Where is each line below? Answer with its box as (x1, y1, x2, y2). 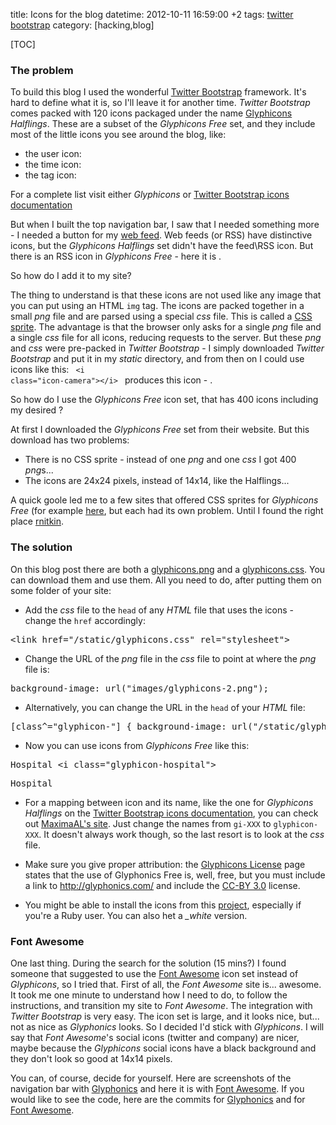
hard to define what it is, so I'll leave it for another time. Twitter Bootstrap (10, 97, 311, 109)
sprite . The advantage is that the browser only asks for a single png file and (10, 321, 322, 333)
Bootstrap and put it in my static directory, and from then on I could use (10, 353, 305, 365)
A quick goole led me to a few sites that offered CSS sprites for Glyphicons (10, 494, 319, 506)
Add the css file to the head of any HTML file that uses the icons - (24, 604, 295, 616)
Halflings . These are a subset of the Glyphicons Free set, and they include (10, 118, 316, 130)
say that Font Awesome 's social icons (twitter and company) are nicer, (10, 1031, 300, 1043)
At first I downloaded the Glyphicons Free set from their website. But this (10, 424, 310, 436)
